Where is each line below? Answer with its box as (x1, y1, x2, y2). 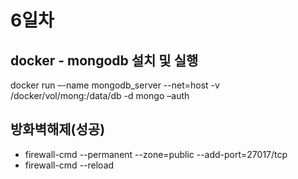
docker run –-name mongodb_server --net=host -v (10, 79, 220, 91)
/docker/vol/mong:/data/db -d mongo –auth (10, 90, 190, 101)
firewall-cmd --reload (24, 159, 115, 171)
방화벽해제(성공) (10, 121, 106, 138)
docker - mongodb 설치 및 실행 (10, 52, 199, 69)
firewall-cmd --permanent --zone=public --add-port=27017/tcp (24, 148, 288, 160)
